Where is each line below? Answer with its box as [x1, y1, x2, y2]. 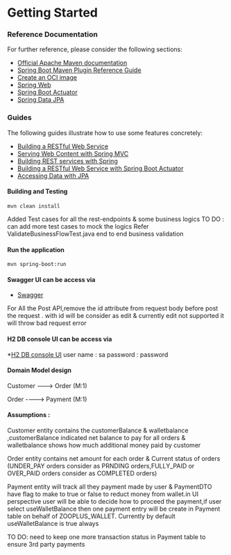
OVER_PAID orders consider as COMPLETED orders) [7, 469, 157, 477]
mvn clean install [7, 202, 60, 209]
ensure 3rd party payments [7, 540, 85, 548]
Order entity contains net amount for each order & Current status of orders [7, 455, 221, 462]
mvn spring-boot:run [7, 261, 67, 268]
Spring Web [17, 81, 51, 89]
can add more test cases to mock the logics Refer [7, 222, 149, 230]
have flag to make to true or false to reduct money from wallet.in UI [7, 490, 199, 498]
